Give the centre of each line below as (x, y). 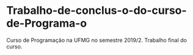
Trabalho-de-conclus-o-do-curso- (97, 11)
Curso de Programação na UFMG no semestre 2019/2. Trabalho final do (97, 40)
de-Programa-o (47, 23)
